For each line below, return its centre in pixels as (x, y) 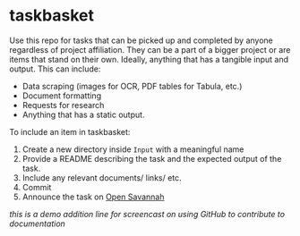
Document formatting (61, 96)
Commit (37, 187)
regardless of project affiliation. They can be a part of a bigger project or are (150, 49)
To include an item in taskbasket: (70, 131)
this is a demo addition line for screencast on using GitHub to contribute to (147, 214)
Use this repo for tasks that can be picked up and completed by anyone (141, 40)
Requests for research (63, 105)
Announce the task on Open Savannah (93, 197)
